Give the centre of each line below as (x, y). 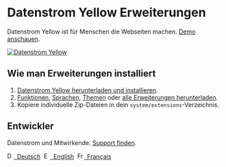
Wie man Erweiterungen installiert (81, 74)
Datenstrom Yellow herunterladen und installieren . (88, 90)
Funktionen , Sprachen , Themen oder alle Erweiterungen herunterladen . (117, 97)
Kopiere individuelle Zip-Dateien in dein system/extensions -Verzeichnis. (118, 105)
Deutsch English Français (64, 156)
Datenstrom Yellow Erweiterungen (107, 13)
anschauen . (24, 38)
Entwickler (30, 126)
